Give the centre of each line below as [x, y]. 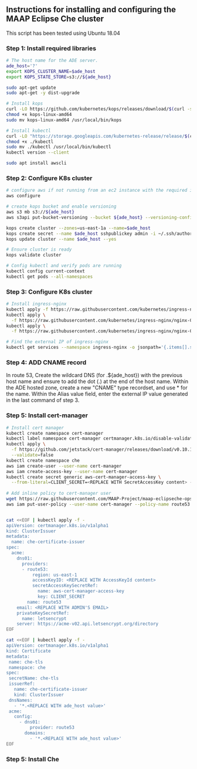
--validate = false [33, 455]
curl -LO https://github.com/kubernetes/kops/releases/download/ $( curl [95, 109]
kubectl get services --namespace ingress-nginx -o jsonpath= [84, 347]
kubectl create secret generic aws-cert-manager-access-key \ [84, 477]
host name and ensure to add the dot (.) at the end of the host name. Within [97, 381]
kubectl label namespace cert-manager [53, 439]
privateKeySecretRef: [43, 613]
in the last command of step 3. [43, 400]
